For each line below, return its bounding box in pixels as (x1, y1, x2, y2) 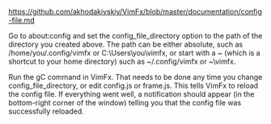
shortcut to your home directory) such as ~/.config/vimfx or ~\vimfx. (8, 56, 236, 66)
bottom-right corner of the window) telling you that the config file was (8, 98, 242, 107)
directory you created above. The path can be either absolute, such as (8, 39, 243, 49)
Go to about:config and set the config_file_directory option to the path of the (8, 31, 263, 40)
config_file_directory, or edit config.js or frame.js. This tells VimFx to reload (8, 81, 259, 90)
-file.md (8, 15, 35, 25)
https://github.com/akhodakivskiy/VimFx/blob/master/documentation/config (8, 7, 263, 16)
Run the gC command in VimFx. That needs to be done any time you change (8, 72, 263, 81)
